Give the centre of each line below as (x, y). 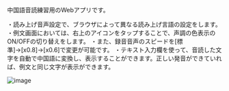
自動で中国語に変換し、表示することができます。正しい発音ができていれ (120, 58)
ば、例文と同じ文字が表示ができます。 (61, 67)
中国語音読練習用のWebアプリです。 (58, 10)
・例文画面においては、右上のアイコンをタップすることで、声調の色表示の (111, 33)
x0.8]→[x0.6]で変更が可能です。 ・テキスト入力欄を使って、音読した (119, 50)
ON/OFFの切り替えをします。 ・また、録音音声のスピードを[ (92, 41)
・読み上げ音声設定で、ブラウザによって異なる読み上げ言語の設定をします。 (114, 24)
